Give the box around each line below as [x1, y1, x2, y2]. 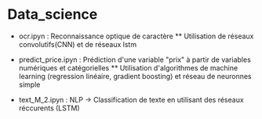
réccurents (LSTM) [18, 103, 80, 113]
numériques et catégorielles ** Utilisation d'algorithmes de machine [18, 63, 238, 72]
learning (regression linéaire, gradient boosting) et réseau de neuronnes [18, 71, 252, 81]
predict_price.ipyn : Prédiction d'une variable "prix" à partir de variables [18, 55, 252, 64]
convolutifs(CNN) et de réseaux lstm [18, 39, 137, 49]
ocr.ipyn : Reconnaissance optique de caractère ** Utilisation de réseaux [18, 31, 254, 41]
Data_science [7, 5, 98, 23]
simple [18, 80, 41, 89]
